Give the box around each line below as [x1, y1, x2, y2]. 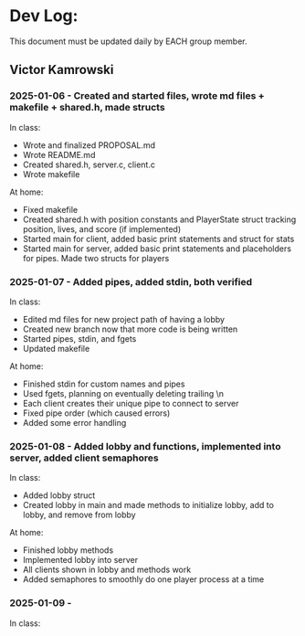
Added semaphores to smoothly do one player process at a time [22, 574, 265, 585]
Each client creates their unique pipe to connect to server [22, 397, 239, 408]
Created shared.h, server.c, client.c [22, 159, 155, 170]
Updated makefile [22, 343, 90, 354]
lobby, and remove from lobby [22, 509, 136, 521]
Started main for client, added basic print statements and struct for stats [22, 233, 295, 244]
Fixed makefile [22, 204, 79, 215]
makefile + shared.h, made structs [9, 101, 166, 114]
